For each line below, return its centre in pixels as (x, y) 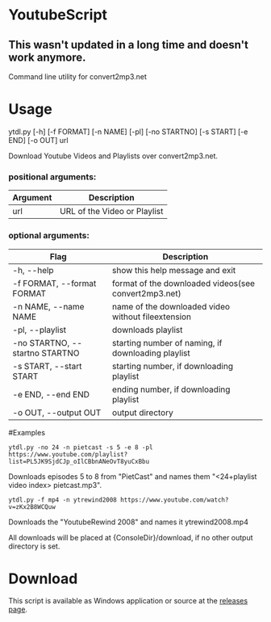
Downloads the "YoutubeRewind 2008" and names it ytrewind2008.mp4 (128, 522)
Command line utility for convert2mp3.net (78, 77)
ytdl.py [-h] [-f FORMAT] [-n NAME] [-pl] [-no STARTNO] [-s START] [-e (128, 132)
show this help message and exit (174, 270)
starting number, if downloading (173, 366)
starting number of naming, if (167, 343)
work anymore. (47, 57)
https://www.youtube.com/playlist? (68, 454)
